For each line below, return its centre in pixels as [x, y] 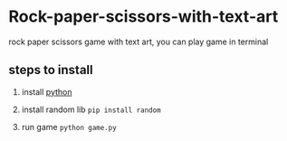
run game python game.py [69, 127]
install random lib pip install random [91, 109]
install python [47, 91]
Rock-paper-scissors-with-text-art [143, 17]
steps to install [51, 70]
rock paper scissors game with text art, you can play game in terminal [139, 42]
